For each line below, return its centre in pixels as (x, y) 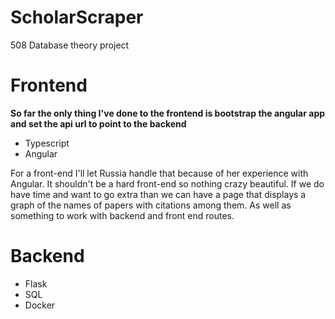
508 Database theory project (70, 45)
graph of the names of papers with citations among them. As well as (151, 205)
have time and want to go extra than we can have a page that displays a (158, 194)
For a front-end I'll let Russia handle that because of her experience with (159, 173)
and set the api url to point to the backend (98, 123)
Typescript (47, 143)
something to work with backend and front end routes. (122, 215)
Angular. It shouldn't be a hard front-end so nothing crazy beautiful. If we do (167, 183)
